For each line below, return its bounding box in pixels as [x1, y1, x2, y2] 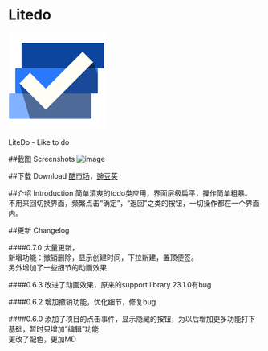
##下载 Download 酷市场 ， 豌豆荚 [8, 171, 118, 180]
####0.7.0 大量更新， [8, 242, 79, 252]
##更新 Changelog [8, 225, 70, 235]
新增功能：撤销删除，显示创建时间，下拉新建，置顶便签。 [8, 252, 198, 262]
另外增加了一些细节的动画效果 [8, 262, 107, 272]
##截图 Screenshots [8, 154, 75, 163]
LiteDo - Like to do [8, 137, 70, 147]
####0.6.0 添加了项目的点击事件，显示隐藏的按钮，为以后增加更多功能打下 [8, 314, 256, 324]
